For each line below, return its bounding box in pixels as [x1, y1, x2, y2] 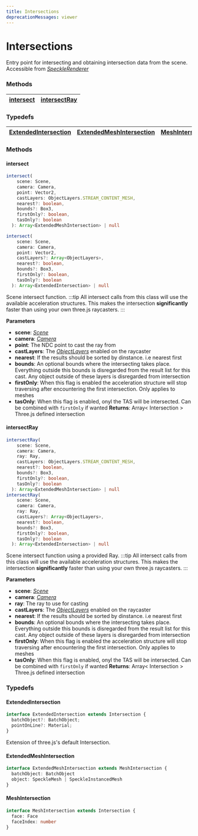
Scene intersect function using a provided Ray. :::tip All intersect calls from [6, 552, 187, 559]
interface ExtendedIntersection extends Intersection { [6, 711, 146, 718]
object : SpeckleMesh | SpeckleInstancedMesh [11, 776, 123, 782]
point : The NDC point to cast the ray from [14, 341, 116, 349]
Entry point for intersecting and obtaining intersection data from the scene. [6, 59, 188, 66]
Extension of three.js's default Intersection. [6, 739, 111, 746]
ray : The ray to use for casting [14, 600, 88, 607]
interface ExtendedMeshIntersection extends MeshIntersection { [6, 766, 167, 772]
